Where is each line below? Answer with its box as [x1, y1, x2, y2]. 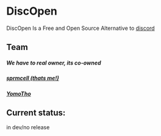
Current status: [6, 108, 66, 118]
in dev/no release [6, 124, 50, 131]
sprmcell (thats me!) [6, 74, 59, 82]
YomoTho [6, 90, 32, 97]
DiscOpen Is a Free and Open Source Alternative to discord [6, 24, 155, 32]
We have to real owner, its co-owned [6, 59, 102, 66]
